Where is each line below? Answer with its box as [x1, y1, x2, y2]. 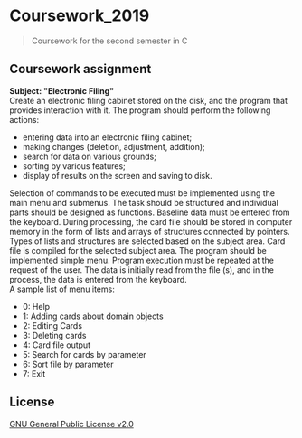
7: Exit [22, 368, 46, 379]
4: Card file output [22, 340, 91, 350]
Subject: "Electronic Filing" [9, 85, 115, 96]
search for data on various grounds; [22, 151, 156, 162]
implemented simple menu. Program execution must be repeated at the [9, 255, 274, 266]
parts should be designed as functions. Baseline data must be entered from [9, 207, 291, 218]
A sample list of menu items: [9, 284, 115, 294]
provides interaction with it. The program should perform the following [9, 105, 271, 116]
